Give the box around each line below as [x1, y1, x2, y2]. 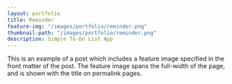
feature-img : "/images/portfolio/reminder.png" [7, 23, 148, 30]
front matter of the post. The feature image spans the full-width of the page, [7, 62, 226, 70]
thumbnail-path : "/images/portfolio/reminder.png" [7, 29, 157, 36]
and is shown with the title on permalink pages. [7, 70, 142, 78]
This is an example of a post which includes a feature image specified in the [7, 54, 224, 63]
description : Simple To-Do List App [7, 36, 113, 43]
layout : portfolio [7, 10, 60, 17]
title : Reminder [7, 17, 54, 23]
